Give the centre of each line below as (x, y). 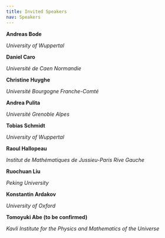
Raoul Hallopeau (27, 148)
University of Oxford (31, 206)
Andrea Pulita (23, 102)
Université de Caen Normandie (44, 68)
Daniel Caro (21, 57)
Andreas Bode (24, 34)
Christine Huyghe (28, 80)
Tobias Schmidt (26, 125)
